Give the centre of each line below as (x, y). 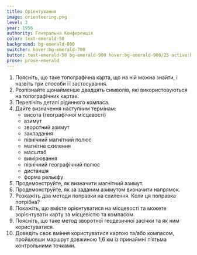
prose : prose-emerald (33, 60)
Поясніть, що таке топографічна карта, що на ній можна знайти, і (96, 77)
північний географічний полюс (62, 164)
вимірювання (41, 158)
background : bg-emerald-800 (41, 45)
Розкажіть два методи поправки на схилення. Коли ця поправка (95, 195)
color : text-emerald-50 (36, 39)
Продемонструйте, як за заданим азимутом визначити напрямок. (98, 189)
